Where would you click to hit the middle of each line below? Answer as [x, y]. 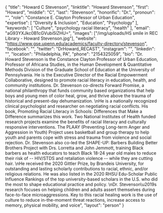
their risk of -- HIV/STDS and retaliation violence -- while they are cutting [79, 158]
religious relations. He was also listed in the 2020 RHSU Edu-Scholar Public [81, 174]
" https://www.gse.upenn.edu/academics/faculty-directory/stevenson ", [76, 43]
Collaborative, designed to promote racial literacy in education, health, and [81, 80]
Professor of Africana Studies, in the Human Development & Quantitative [79, 64]
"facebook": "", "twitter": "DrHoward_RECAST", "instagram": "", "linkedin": [80, 49]
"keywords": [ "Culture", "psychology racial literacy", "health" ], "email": [78, 28]
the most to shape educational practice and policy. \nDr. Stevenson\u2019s [81, 184]
